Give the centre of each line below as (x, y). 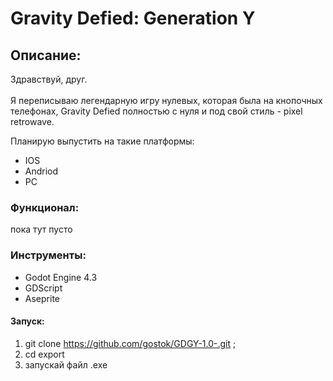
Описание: (46, 55)
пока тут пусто (41, 229)
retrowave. (32, 121)
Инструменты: (48, 255)
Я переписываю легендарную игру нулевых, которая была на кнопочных (166, 100)
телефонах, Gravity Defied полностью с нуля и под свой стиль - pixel (156, 111)
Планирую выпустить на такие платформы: (102, 141)
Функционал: (45, 207)
